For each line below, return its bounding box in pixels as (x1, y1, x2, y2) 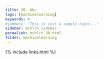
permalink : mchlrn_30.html (5, 30, 61, 35)
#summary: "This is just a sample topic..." (5, 21, 99, 26)
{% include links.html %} (5, 48, 56, 55)
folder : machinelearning (5, 35, 57, 40)
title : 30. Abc (5, 7, 37, 12)
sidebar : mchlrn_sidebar (5, 26, 57, 31)
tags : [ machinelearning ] (5, 12, 57, 17)
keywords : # (5, 16, 30, 21)
